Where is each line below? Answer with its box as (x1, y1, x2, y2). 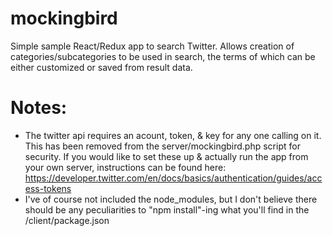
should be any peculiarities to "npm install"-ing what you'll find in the (24, 203, 310, 216)
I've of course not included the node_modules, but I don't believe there (24, 193, 318, 205)
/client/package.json (24, 214, 110, 226)
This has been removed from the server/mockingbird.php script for (24, 140, 301, 152)
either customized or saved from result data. (10, 61, 193, 73)
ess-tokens (24, 182, 72, 194)
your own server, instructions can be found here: (24, 161, 227, 173)
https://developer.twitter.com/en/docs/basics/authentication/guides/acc (24, 172, 323, 184)
